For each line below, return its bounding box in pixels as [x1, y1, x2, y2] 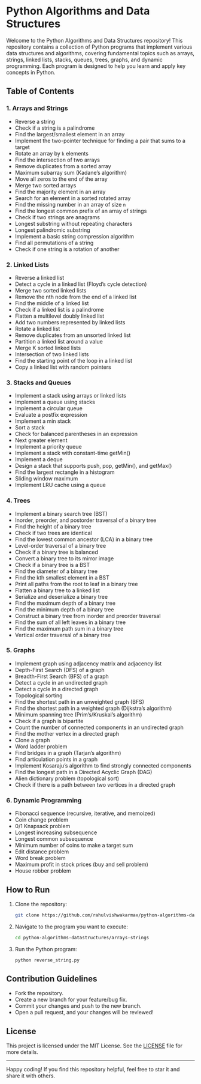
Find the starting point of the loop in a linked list [14, 357, 133, 364]
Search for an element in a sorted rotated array [14, 194, 131, 202]
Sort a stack [14, 424, 45, 431]
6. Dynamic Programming [6, 796, 82, 804]
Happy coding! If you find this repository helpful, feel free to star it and [6, 1066, 180, 1073]
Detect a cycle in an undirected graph [14, 679, 108, 686]
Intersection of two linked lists [14, 350, 89, 358]
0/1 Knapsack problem [14, 823, 71, 830]
